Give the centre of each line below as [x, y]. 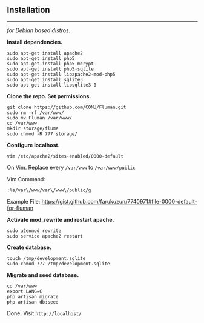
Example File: [24, 201]
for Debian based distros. [39, 30]
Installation [28, 10]
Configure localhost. [33, 145]
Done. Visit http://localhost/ [44, 313]
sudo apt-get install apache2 [45, 53]
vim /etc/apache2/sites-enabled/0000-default [65, 156]
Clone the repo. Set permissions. [49, 96]
